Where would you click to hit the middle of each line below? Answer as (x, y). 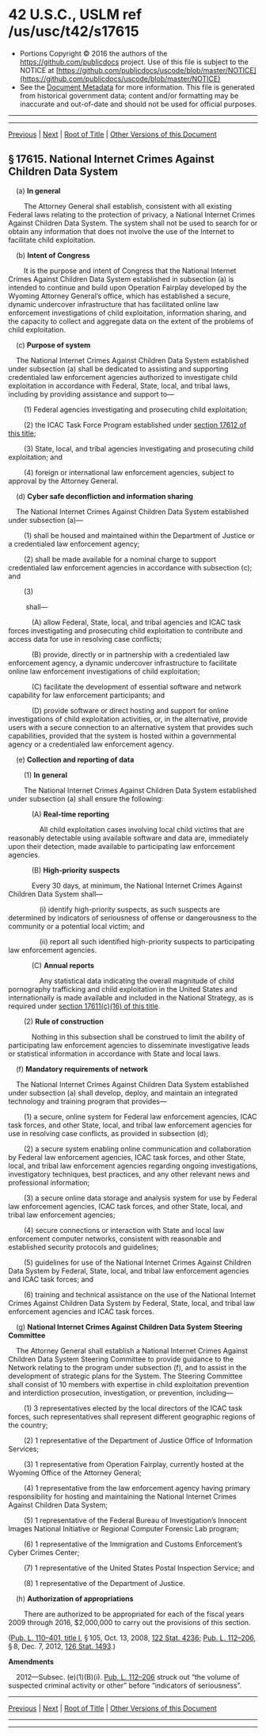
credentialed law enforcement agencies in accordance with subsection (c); (130, 567)
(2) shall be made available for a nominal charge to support (120, 559)
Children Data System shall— (56, 893)
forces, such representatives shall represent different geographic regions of (132, 1416)
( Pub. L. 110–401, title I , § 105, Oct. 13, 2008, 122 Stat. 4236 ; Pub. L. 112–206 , (132, 1638)
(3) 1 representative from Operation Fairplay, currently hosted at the (134, 1464)
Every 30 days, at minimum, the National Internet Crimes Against (137, 885)
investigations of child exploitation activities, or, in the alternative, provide (128, 719)
